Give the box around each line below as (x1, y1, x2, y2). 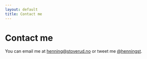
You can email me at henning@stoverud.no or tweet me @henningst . (5, 48, 142, 54)
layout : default (5, 7, 38, 12)
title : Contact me (5, 12, 42, 16)
